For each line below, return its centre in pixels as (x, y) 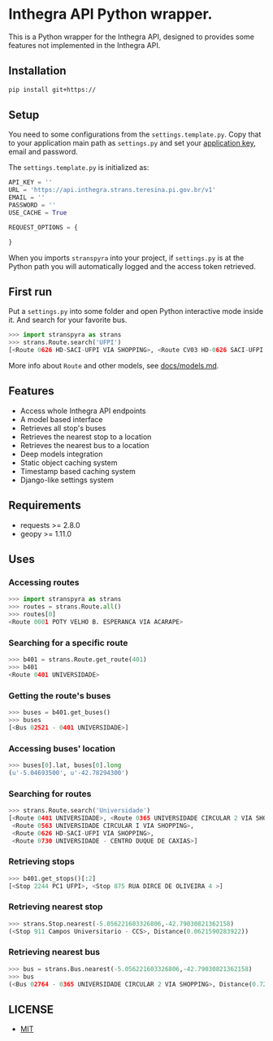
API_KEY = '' (30, 183)
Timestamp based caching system (78, 471)
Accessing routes (44, 582)
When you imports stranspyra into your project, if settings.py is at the (126, 258)
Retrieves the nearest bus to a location (84, 445)
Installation (37, 71)
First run (30, 292)
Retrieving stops (42, 861)
